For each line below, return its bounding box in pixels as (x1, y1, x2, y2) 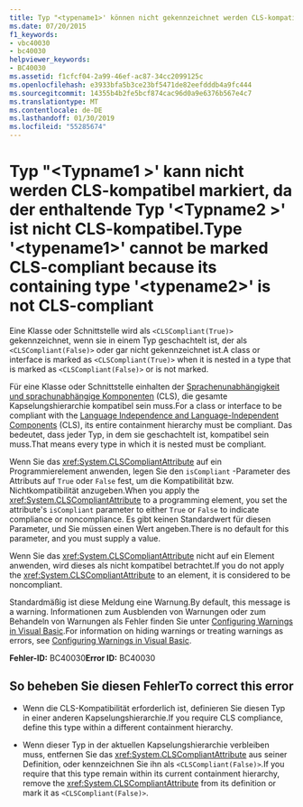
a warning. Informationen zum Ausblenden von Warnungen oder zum (9, 606, 266, 617)
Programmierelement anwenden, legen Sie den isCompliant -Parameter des (9, 466, 291, 477)
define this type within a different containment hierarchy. (22, 721, 234, 732)
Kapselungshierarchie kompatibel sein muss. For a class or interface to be (9, 400, 282, 411)
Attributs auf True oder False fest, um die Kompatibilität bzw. (9, 475, 234, 486)
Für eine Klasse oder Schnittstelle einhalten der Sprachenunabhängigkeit (9, 381, 280, 392)
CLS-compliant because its (9, 257, 217, 278)
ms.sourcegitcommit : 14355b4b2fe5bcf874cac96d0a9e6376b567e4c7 (9, 88, 252, 97)
